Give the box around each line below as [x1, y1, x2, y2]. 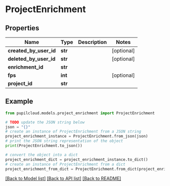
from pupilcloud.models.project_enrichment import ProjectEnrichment [5, 110, 155, 116]
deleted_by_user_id [8, 56, 56, 62]
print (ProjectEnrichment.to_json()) [5, 143, 82, 149]
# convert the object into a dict [5, 152, 78, 157]
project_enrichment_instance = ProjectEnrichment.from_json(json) [5, 134, 148, 139]
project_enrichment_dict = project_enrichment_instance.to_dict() [5, 157, 148, 162]
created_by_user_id [8, 47, 56, 54]
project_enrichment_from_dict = [5, 166, 73, 171]
